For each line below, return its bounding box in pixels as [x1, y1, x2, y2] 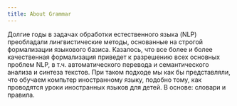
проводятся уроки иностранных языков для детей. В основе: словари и [7, 83, 226, 91]
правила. [7, 90, 35, 99]
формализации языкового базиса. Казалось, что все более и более [7, 45, 214, 53]
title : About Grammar [7, 10, 72, 18]
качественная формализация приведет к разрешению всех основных [7, 53, 221, 61]
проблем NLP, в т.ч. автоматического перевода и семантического [7, 60, 209, 68]
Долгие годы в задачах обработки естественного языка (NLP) [7, 30, 197, 38]
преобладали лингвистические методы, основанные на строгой [7, 37, 204, 46]
